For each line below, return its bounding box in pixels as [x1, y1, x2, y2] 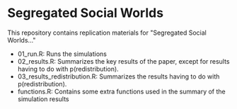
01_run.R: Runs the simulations [17, 50, 108, 58]
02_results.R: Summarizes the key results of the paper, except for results [17, 57, 230, 65]
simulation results [17, 94, 69, 103]
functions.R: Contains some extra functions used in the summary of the [17, 87, 226, 96]
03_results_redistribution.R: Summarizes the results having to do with [17, 72, 220, 81]
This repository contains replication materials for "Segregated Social [7, 28, 207, 37]
